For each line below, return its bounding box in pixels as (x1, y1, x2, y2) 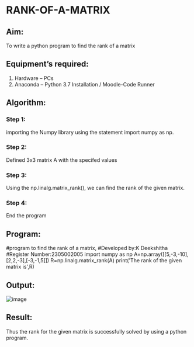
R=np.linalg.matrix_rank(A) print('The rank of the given (50, 257, 182, 264)
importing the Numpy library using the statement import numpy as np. (6, 129, 174, 136)
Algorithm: (6, 98, 46, 108)
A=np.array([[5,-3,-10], (134, 251, 189, 258)
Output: (6, 280, 35, 290)
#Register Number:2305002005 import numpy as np (6, 251, 133, 258)
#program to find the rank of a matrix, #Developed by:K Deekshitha (6, 245, 168, 252)
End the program (6, 212, 47, 219)
